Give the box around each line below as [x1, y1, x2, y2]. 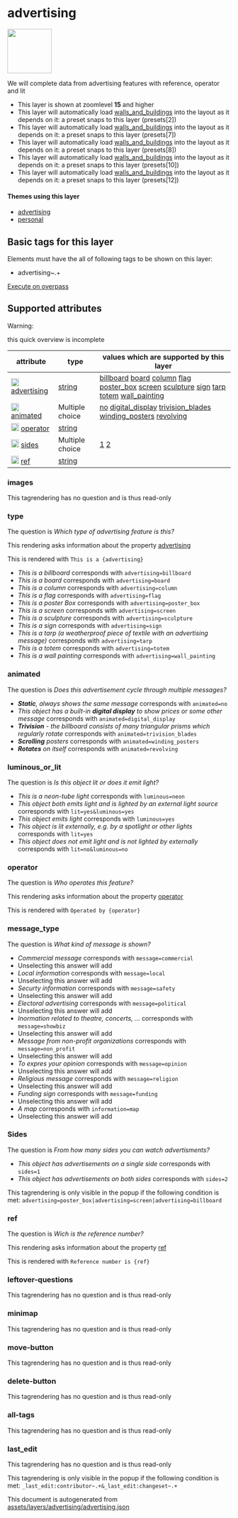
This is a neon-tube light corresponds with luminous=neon [17, 792, 186, 800]
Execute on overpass [7, 282, 69, 290]
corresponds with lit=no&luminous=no [17, 844, 128, 853]
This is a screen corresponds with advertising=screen [17, 606, 176, 615]
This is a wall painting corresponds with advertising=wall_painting [17, 651, 216, 660]
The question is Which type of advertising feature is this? [7, 527, 175, 536]
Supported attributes [7, 303, 103, 315]
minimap [7, 1309, 38, 1319]
